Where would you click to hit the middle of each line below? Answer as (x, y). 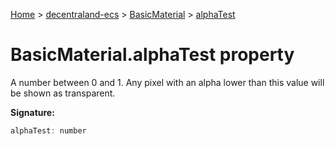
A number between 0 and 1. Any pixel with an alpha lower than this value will (167, 82)
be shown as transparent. (63, 93)
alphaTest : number (48, 130)
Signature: (32, 112)
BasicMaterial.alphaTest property (152, 55)
